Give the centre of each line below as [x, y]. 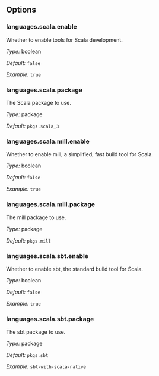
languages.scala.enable [42, 27]
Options [21, 10]
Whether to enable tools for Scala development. [64, 40]
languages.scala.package [44, 90]
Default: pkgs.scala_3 [33, 126]
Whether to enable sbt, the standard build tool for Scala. [75, 269]
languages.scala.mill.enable [48, 141]
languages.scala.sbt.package [50, 319]
